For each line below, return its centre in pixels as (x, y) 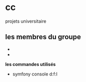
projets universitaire (26, 21)
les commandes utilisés (31, 64)
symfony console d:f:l (35, 74)
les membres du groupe (43, 37)
